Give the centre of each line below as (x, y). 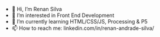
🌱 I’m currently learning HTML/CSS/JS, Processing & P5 (79, 21)
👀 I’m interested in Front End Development (63, 15)
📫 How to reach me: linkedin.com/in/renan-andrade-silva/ (83, 28)
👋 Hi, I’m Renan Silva (37, 9)
